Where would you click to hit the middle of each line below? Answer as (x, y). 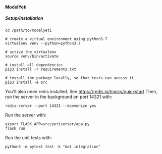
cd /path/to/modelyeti (28, 30)
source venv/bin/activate (32, 56)
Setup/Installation (24, 18)
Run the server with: (26, 115)
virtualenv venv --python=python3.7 (43, 43)
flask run (15, 128)
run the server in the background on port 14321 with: (59, 97)
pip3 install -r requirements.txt (41, 69)
